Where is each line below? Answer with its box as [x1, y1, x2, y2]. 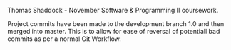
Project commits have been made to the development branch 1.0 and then [7, 20, 225, 27]
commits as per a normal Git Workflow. [7, 35, 121, 43]
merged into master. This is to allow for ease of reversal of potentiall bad [7, 27, 220, 35]
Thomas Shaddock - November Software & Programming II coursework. [7, 6, 219, 14]
